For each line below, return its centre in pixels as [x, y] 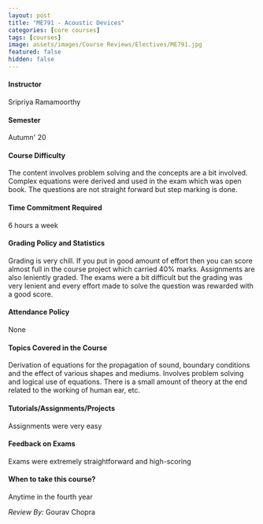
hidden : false [31, 60]
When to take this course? [52, 479]
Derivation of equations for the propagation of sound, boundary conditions [129, 365]
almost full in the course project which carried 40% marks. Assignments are [131, 269]
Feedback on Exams [42, 444]
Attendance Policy [39, 312]
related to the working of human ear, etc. [74, 390]
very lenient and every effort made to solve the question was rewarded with [131, 286]
